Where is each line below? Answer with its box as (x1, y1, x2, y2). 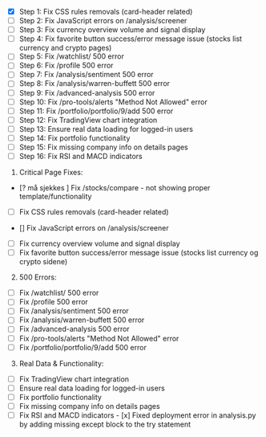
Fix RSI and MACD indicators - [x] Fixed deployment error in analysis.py (18, 410, 256, 420)
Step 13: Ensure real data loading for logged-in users (18, 124, 194, 133)
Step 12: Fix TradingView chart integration (18, 115, 158, 125)
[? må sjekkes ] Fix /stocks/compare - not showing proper (18, 183, 211, 192)
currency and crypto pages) (18, 43, 112, 53)
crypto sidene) (18, 257, 68, 267)
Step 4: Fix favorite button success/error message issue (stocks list (18, 34, 242, 43)
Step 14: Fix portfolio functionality (18, 133, 131, 143)
